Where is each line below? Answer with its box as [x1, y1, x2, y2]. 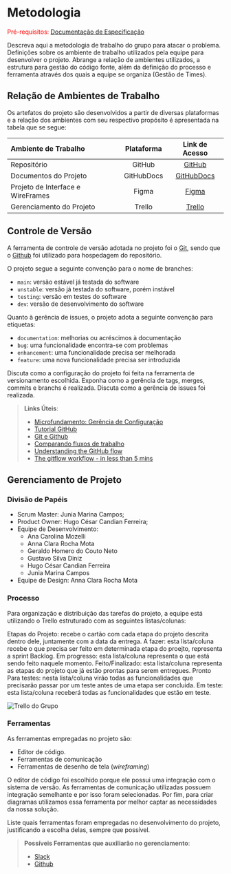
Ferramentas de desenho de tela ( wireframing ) [16, 762, 150, 771]
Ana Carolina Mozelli [27, 532, 86, 541]
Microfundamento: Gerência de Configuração [34, 417, 164, 426]
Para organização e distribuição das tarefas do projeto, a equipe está [7, 609, 203, 617]
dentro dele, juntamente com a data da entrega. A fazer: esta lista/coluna [7, 637, 214, 645]
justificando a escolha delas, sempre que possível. [7, 825, 151, 834]
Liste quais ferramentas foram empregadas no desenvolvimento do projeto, [7, 818, 221, 826]
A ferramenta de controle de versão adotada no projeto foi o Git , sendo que [7, 243, 221, 252]
